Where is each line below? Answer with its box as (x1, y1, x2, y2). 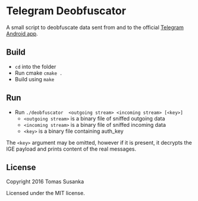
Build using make (14, 75, 55, 82)
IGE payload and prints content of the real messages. (6, 145, 137, 152)
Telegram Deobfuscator (6, 4, 127, 18)
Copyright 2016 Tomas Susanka (6, 178, 84, 185)
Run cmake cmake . (14, 69, 63, 76)
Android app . (6, 30, 38, 37)
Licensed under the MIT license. (6, 190, 85, 197)
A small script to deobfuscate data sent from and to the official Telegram (6, 24, 184, 31)
